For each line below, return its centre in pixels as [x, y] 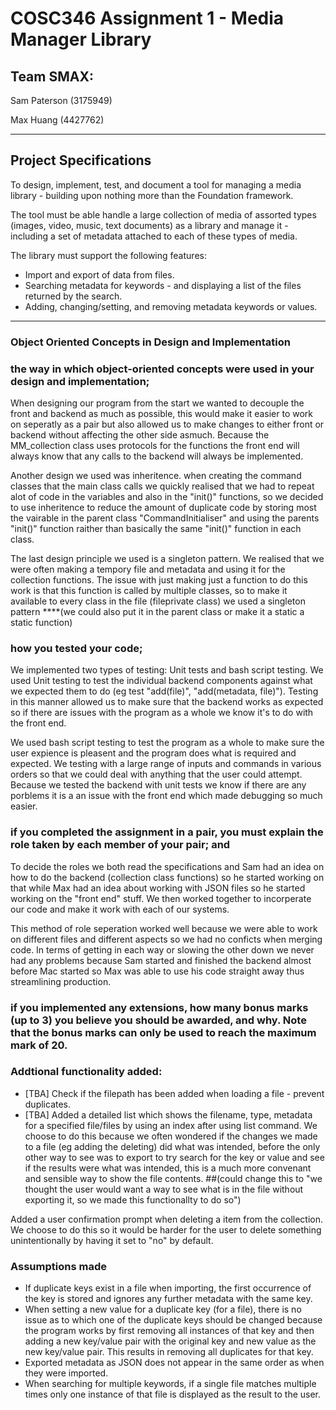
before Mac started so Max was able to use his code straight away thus [157, 971]
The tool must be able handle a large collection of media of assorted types [163, 214]
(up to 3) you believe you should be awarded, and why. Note [158, 1020]
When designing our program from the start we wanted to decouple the [157, 403]
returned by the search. [73, 296]
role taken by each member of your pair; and [120, 845]
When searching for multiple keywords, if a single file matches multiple [170, 1384]
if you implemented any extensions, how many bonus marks [159, 1007]
